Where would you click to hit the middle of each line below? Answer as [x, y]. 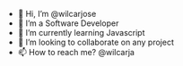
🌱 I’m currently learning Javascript [81, 33]
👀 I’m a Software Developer [68, 23]
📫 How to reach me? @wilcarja [76, 52]
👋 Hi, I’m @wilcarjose [57, 14]
